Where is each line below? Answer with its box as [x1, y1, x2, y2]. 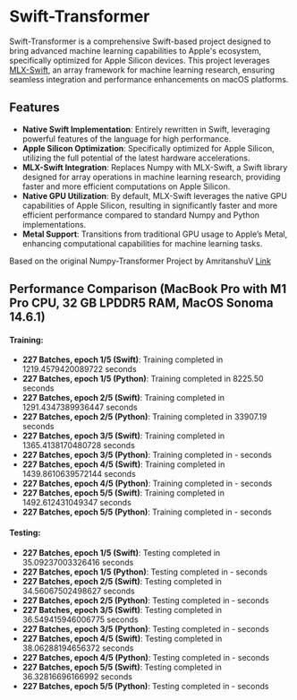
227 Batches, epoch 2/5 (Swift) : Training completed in [21, 393, 225, 403]
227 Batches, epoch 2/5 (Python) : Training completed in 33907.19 [21, 411, 267, 422]
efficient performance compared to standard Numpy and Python [21, 209, 260, 220]
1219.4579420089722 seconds [21, 364, 137, 375]
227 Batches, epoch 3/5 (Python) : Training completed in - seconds [21, 450, 273, 461]
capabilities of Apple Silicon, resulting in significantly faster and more [21, 200, 278, 211]
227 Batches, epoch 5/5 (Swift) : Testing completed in [21, 661, 222, 672]
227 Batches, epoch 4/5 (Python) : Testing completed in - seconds [21, 652, 270, 662]
